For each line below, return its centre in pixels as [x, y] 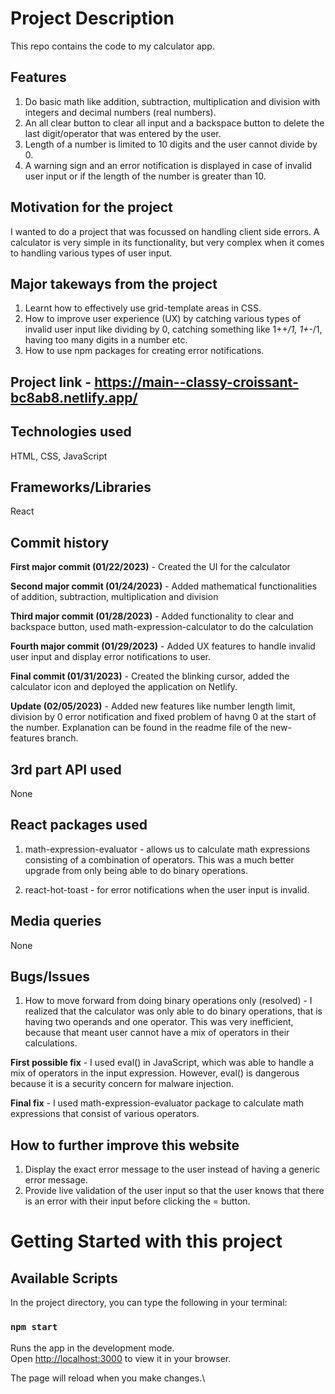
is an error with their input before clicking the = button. [137, 1201]
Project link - [51, 382]
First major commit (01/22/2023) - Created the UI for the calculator [150, 567]
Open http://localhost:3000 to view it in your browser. [121, 1358]
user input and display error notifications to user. [110, 657]
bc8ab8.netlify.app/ [74, 397]
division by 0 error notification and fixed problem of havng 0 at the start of [163, 717]
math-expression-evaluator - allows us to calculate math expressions [167, 849]
